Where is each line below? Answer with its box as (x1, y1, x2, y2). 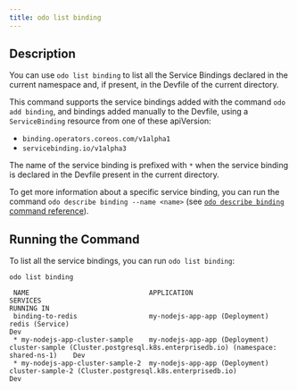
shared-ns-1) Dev (9, 351, 87, 361)
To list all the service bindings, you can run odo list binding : (9, 256, 235, 267)
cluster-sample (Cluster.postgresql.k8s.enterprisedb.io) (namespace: (9, 344, 277, 353)
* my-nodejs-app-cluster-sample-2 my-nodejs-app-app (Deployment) (12, 359, 269, 368)
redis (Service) (9, 319, 70, 329)
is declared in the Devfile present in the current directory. (9, 169, 220, 180)
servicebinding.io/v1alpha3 (21, 144, 127, 153)
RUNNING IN (9, 304, 50, 313)
